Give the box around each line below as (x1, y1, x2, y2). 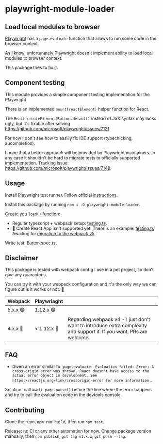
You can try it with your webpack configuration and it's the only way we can (5, 281, 157, 287)
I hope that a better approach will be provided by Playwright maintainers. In (5, 149, 155, 156)
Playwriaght (34, 298, 63, 305)
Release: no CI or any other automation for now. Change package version (5, 428, 151, 434)
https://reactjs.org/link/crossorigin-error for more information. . (12, 377, 153, 383)
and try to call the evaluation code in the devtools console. (5, 392, 122, 398)
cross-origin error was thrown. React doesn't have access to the (12, 369, 149, 374)
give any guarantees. (5, 272, 47, 278)
